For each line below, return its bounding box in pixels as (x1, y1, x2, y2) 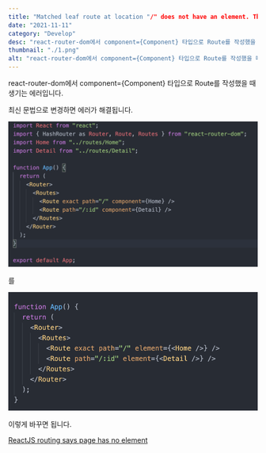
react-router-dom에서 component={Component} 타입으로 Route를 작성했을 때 (8, 79, 256, 87)
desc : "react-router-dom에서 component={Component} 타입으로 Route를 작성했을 (8, 38, 256, 46)
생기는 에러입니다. (8, 88, 64, 98)
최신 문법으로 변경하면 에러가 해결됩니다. (8, 106, 133, 114)
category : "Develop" (8, 29, 77, 37)
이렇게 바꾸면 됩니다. (8, 419, 72, 428)
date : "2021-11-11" (8, 21, 73, 29)
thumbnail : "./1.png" (8, 46, 80, 55)
